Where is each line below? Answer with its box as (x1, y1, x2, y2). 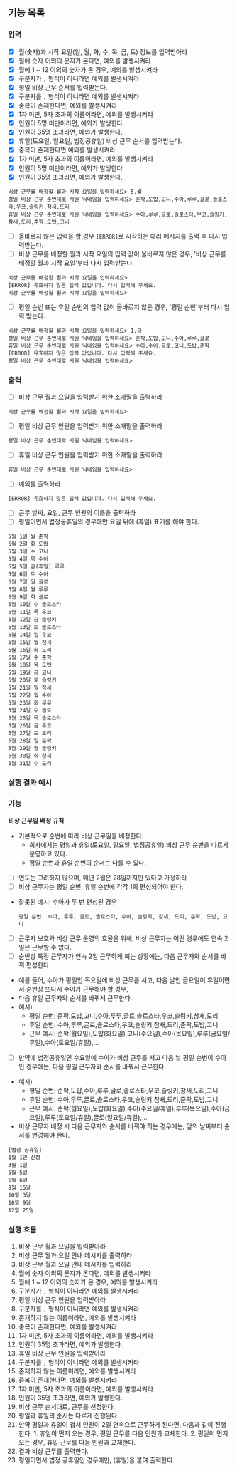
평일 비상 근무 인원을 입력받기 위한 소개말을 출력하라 (18, 422, 162, 430)
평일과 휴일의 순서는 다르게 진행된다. (18, 1411, 119, 1420)
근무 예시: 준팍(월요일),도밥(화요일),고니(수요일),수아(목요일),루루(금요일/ (28, 1029, 231, 1038)
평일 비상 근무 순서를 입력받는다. (18, 83, 108, 91)
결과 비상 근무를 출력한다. (18, 1447, 89, 1455)
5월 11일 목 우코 (8, 608, 52, 616)
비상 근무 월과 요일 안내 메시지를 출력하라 (18, 1251, 133, 1259)
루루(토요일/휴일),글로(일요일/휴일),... (44, 1113, 148, 1122)
